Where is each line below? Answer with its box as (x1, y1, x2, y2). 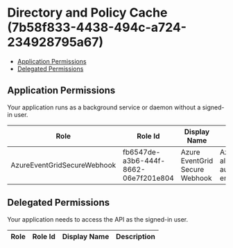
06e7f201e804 (122, 173, 175, 183)
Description (115, 231, 156, 241)
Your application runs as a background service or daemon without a (7, 103, 201, 112)
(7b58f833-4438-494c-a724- (7, 19, 187, 35)
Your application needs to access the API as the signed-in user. (7, 215, 189, 223)
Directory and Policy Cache (7, 5, 168, 21)
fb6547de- (122, 147, 161, 157)
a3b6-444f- (122, 156, 165, 166)
